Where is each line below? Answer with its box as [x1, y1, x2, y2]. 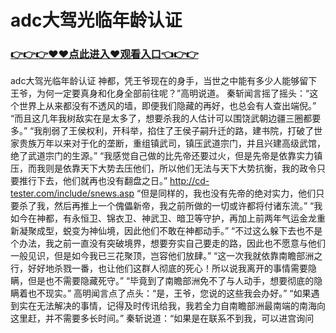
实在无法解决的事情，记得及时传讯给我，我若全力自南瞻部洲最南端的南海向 [18, 300, 326, 312]
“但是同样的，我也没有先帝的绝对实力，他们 [136, 187, 317, 200]
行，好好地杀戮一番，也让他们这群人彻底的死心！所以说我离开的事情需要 [10, 262, 308, 275]
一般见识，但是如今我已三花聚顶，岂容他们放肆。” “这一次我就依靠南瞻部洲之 [10, 250, 323, 262]
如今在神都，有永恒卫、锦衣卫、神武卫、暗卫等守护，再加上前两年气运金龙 [10, 212, 317, 225]
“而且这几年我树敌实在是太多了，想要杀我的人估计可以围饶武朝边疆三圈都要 [10, 112, 322, 125]
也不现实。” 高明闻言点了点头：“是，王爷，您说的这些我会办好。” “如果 [27, 287, 312, 300]
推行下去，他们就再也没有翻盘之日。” [18, 175, 168, 187]
